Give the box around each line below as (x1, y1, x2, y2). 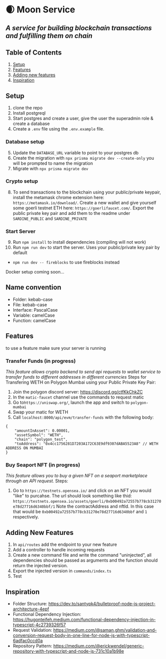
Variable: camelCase (12, 312, 55, 318)
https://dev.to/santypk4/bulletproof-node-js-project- (48, 600, 156, 606)
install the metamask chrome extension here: (12, 194, 104, 200)
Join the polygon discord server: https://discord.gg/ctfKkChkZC (12, 389, 143, 395)
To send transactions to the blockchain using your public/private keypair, (12, 189, 161, 195)
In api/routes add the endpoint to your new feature (12, 541, 118, 547)
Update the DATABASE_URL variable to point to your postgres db (12, 149, 139, 155)
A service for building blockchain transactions (5, 24, 152, 32)
